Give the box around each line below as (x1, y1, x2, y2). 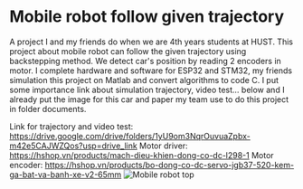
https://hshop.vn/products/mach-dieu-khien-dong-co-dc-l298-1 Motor (9, 149, 274, 160)
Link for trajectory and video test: (9, 120, 134, 132)
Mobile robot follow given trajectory (9, 6, 285, 27)
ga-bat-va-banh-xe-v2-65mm (9, 169, 122, 180)
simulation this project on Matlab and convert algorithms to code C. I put (9, 74, 279, 85)
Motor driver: (138, 140, 188, 151)
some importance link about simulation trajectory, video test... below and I (9, 84, 285, 95)
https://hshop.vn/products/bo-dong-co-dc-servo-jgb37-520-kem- (44, 159, 295, 170)
